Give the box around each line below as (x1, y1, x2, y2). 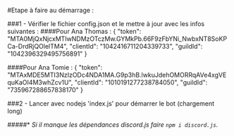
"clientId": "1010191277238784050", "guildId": (74, 78, 208, 87)
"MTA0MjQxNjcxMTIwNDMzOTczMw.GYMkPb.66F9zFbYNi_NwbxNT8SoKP (7, 35, 228, 43)
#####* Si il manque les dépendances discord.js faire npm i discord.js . (7, 120, 218, 129)
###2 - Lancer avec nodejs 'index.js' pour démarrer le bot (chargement (7, 99, 215, 108)
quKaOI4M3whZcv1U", (7, 78, 73, 87)
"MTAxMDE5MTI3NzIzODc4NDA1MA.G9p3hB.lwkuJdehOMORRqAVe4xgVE (7, 70, 227, 79)
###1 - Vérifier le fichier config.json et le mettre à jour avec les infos (7, 20, 205, 27)
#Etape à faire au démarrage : (7, 6, 94, 14)
